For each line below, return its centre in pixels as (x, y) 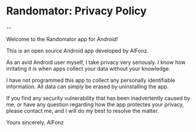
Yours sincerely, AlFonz (35, 122)
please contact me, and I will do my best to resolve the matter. (83, 110)
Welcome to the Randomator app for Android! (62, 39)
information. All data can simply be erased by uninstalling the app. (88, 86)
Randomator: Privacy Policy (76, 11)
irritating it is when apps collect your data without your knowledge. (88, 68)
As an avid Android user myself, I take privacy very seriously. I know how (96, 62)
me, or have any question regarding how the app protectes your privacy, (95, 104)
